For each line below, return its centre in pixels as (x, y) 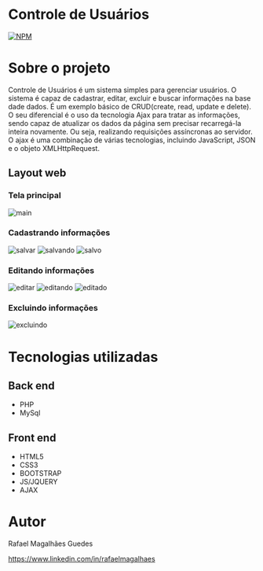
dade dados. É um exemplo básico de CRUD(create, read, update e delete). (130, 106)
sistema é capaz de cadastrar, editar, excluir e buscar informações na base (130, 98)
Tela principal (35, 196)
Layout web (37, 173)
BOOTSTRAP (40, 473)
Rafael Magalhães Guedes (51, 543)
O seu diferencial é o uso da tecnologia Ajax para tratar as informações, (124, 115)
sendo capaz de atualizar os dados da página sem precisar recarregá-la (125, 123)
